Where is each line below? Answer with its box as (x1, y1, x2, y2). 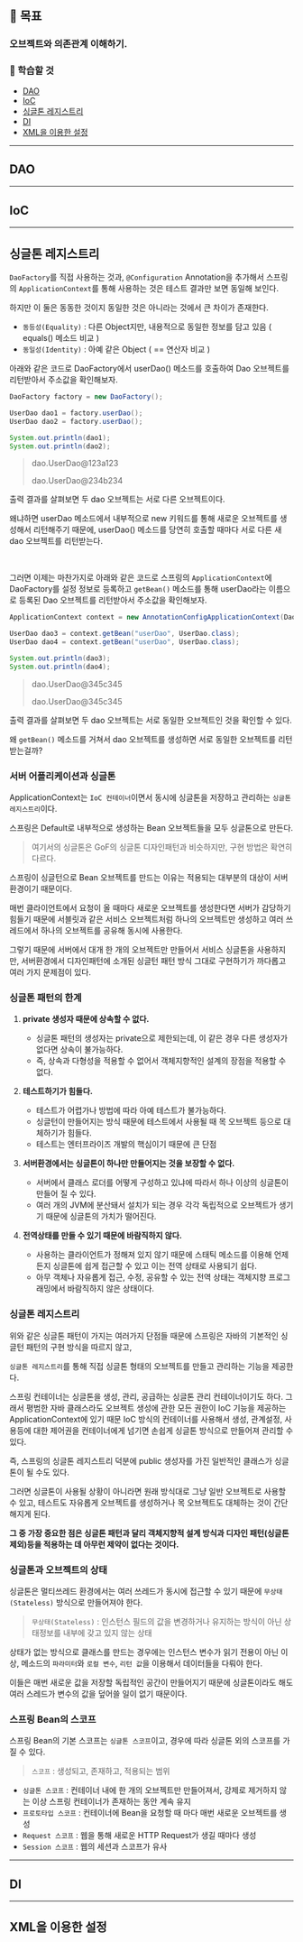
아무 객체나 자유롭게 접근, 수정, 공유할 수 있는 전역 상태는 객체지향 (35, 1272, 267, 1283)
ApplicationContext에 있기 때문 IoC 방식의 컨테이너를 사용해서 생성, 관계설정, (9, 1413, 283, 1424)
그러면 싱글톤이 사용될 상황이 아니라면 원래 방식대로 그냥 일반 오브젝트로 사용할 (9, 1486, 287, 1496)
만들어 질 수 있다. (35, 1189, 96, 1200)
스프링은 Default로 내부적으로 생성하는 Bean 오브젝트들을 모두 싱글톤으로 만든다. (9, 823, 294, 833)
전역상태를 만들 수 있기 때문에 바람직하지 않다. (22, 1230, 182, 1241)
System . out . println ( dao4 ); (9, 662, 111, 671)
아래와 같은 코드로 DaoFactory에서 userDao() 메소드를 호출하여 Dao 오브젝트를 (9, 364, 290, 374)
